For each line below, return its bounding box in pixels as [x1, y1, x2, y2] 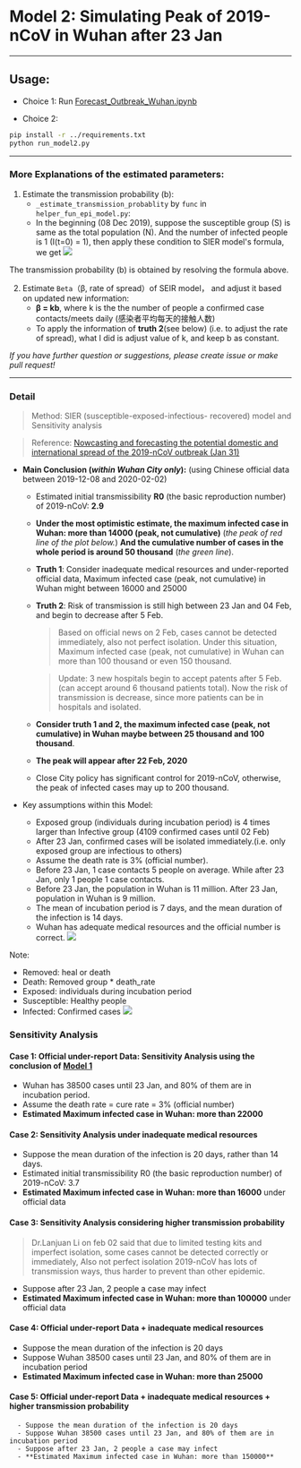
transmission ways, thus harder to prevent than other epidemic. [30, 1266, 266, 1276]
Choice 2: [21, 113, 58, 124]
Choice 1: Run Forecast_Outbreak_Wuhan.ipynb [21, 96, 197, 107]
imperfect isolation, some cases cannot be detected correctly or [30, 1247, 269, 1258]
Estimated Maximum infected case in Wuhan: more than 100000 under [21, 1292, 291, 1303]
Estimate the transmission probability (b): [21, 188, 175, 199]
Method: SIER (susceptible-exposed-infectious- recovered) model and [30, 410, 292, 422]
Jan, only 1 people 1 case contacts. [35, 874, 165, 885]
